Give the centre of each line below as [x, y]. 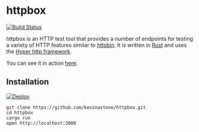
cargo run [19, 118]
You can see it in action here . [42, 63]
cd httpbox [20, 112]
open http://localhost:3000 [41, 123]
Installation [28, 82]
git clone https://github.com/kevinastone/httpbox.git [76, 107]
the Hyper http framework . [39, 51]
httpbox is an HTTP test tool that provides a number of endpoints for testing [100, 38]
